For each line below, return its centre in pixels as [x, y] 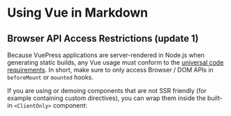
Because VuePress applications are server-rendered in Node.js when [106, 55]
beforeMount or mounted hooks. [50, 77]
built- [215, 98]
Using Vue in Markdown [78, 13]
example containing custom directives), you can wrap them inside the [106, 98]
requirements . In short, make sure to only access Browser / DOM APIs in [110, 70]
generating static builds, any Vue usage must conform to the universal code [115, 63]
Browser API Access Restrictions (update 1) [103, 39]
